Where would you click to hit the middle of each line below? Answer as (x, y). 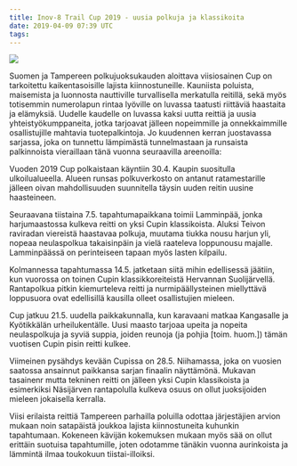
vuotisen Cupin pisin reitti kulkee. (70, 344)
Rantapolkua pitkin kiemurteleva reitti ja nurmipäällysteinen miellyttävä (138, 289)
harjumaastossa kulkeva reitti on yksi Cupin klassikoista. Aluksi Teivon (137, 225)
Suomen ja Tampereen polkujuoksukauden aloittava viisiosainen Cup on (141, 76)
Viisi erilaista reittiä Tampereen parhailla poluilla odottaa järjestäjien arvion (145, 416)
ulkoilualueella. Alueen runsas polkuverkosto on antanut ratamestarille (137, 178)
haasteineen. (33, 198)
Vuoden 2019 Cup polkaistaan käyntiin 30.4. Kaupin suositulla (122, 169)
